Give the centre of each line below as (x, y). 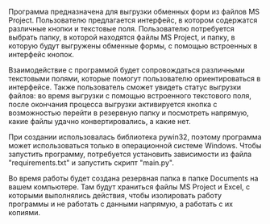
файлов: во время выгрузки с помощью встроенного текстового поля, (130, 95)
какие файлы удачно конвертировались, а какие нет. (100, 121)
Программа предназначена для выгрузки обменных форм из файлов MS (134, 12)
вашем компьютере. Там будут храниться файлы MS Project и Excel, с (129, 187)
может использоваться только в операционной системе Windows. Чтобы (135, 145)
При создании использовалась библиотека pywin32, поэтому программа (135, 137)
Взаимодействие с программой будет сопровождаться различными (127, 70)
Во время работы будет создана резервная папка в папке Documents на (133, 178)
